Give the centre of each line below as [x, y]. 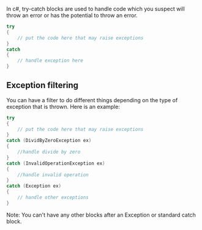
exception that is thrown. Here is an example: [63, 106]
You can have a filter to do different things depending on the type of [92, 100]
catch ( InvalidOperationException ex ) [56, 163]
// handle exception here [50, 61]
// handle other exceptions [53, 198]
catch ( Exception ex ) [34, 186]
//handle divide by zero [49, 152]
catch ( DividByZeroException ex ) [49, 141]
